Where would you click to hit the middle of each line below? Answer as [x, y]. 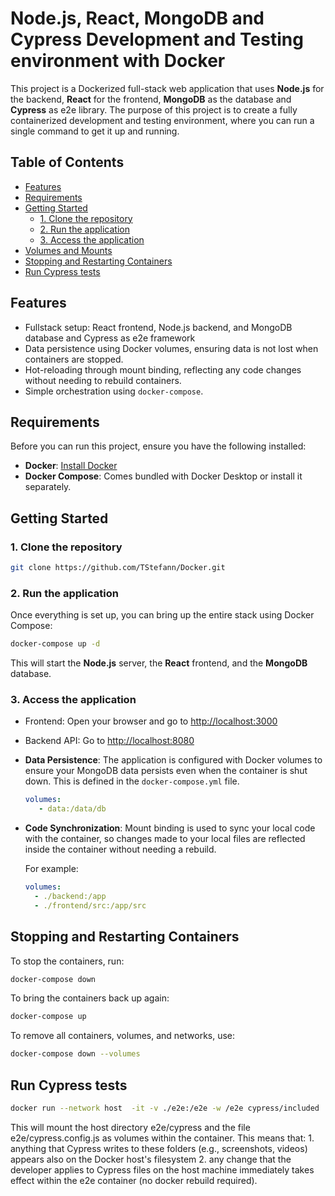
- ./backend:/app [70, 897]
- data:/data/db [72, 809]
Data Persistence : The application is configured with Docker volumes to [173, 760]
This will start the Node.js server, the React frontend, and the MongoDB [159, 663]
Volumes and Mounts [68, 250]
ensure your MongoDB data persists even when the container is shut [166, 771]
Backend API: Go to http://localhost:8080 [109, 741]
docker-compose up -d [55, 644]
